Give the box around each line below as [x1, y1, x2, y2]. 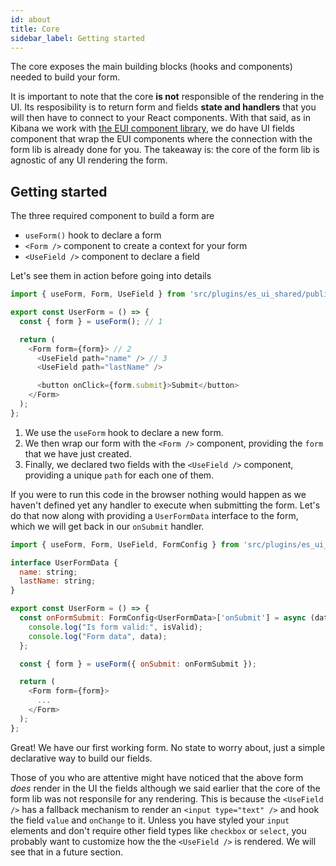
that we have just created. [24, 447, 132, 460]
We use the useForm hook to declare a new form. [24, 426, 224, 438]
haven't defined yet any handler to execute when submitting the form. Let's [10, 499, 321, 511]
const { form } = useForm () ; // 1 [19, 316, 163, 326]
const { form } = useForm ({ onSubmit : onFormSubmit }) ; [19, 659, 257, 669]
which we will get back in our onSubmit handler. [10, 520, 205, 532]
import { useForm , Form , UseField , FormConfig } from [10, 539, 240, 550]
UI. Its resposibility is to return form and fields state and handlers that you [10, 101, 317, 113]
